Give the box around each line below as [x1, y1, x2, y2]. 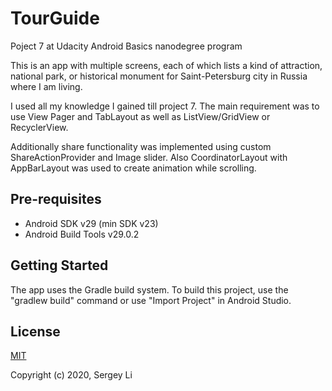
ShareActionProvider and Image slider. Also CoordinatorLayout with [10, 151, 288, 163]
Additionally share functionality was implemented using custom [10, 140, 272, 152]
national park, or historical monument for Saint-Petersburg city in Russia [10, 70, 308, 82]
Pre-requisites [10, 191, 102, 208]
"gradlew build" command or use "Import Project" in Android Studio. [10, 294, 292, 306]
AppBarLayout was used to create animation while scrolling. [10, 162, 257, 174]
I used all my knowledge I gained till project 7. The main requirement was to [10, 100, 320, 112]
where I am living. [10, 80, 83, 92]
